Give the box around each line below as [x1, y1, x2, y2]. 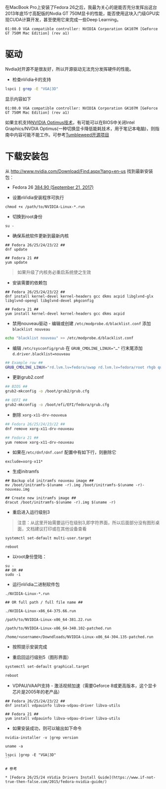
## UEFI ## [5, 398, 28, 403]
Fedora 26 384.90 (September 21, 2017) [12, 184, 94, 190]
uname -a [5, 744, 23, 749]
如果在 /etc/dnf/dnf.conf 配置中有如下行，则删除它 [12, 449, 117, 456]
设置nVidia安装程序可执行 [12, 194, 64, 200]
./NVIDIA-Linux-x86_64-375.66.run [5, 609, 77, 614]
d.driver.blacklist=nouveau [12, 351, 70, 357]
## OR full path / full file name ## [5, 600, 83, 605]
